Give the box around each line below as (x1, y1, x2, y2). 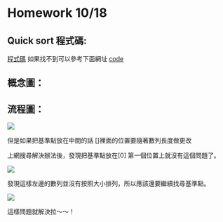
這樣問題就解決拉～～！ (7, 207, 75, 216)
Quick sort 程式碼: (7, 34, 87, 46)
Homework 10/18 (7, 5, 107, 21)
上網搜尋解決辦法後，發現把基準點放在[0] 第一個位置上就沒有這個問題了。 (7, 151, 220, 159)
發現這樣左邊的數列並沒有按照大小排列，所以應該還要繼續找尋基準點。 (7, 179, 210, 188)
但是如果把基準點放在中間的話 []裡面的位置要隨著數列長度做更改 (7, 136, 192, 145)
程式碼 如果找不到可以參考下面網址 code (7, 55, 124, 63)
